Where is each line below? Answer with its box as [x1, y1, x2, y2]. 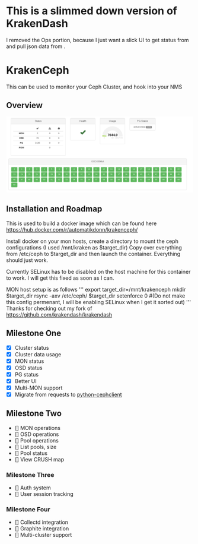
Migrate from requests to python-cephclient [14, 391, 123, 398]
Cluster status [14, 344, 49, 351]
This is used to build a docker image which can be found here [6, 220, 157, 227]
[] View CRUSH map [14, 456, 64, 463]
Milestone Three [6, 470, 55, 479]
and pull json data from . [6, 43, 66, 50]
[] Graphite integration [14, 525, 69, 532]
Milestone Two [6, 409, 62, 419]
